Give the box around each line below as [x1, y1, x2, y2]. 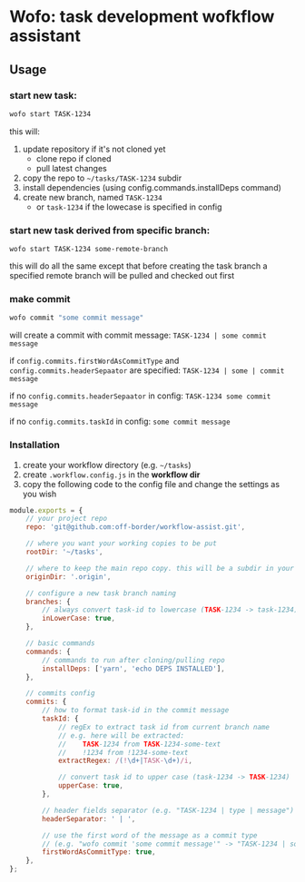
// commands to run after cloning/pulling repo [42, 655, 225, 664]
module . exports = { [9, 505, 84, 514]
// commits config [25, 689, 95, 698]
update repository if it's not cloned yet [22, 143, 166, 154]
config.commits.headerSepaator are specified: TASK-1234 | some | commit [9, 365, 285, 376]
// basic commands [25, 639, 95, 648]
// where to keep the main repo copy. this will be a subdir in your [25, 563, 295, 573]
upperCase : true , [57, 781, 124, 790]
